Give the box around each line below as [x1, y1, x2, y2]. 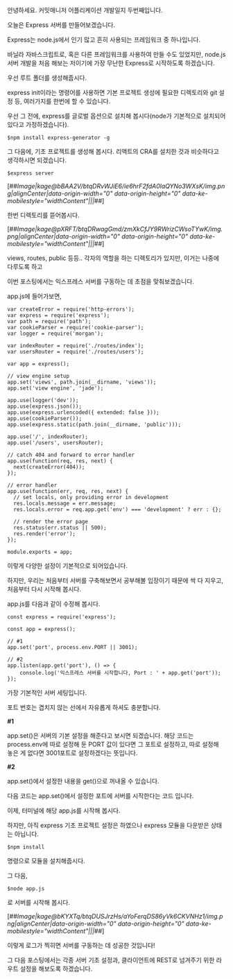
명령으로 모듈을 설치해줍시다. [7, 857, 85, 865]
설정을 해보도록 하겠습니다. [19, 964, 93, 973]
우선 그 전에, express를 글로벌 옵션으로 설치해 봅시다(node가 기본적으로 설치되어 [7, 112, 226, 120]
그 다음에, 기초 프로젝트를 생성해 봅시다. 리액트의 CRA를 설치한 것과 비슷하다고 [7, 148, 220, 155]
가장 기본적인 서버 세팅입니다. [7, 688, 87, 697]
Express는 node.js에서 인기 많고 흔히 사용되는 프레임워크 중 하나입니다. [7, 35, 201, 44]
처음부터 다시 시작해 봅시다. [7, 585, 82, 593]
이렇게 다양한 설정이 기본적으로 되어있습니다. [7, 562, 128, 570]
